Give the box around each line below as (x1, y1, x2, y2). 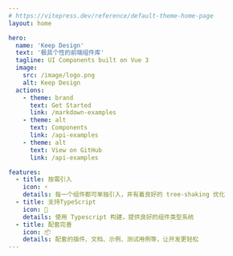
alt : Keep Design (22, 78, 81, 87)
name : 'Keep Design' (15, 41, 84, 49)
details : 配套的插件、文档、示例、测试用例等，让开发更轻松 (22, 235, 199, 244)
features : (8, 168, 42, 176)
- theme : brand (22, 93, 74, 101)
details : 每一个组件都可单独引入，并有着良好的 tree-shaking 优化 (22, 191, 226, 199)
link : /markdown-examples (29, 109, 117, 117)
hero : (8, 34, 27, 42)
